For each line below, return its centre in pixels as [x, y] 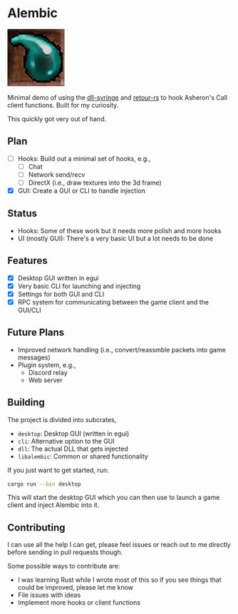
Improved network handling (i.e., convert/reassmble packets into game [121, 349]
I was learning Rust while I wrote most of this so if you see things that [120, 580]
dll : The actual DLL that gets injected [73, 449]
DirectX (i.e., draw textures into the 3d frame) [95, 183]
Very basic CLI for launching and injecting [79, 286]
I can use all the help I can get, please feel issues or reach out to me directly [119, 545]
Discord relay [48, 372]
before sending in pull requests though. [65, 552]
